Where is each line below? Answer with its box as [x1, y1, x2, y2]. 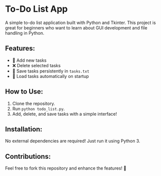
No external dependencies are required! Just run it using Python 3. [5, 138, 140, 144]
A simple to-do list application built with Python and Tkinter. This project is [5, 20, 156, 25]
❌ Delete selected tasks [12, 62, 61, 68]
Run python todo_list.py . [12, 105, 65, 111]
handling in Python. [5, 30, 44, 36]
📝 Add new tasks [12, 57, 47, 63]
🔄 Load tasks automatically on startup [12, 73, 89, 79]
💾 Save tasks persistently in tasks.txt [12, 68, 90, 74]
